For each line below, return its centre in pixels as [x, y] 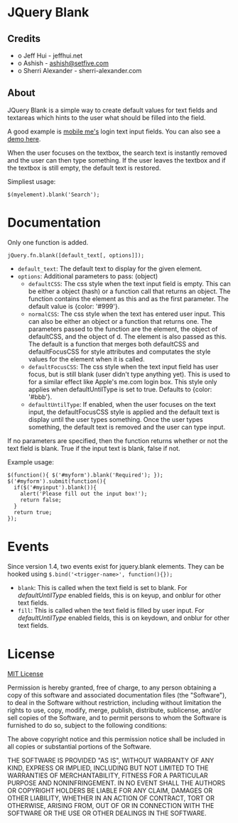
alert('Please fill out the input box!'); [84, 494]
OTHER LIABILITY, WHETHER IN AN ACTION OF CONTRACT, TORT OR [111, 798]
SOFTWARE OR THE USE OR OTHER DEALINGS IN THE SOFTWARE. [107, 813]
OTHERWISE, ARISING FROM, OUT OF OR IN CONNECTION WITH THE [111, 805]
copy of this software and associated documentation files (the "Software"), [117, 695]
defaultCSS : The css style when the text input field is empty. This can [129, 283]
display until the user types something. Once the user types [116, 419]
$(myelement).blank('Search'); [54, 195]
